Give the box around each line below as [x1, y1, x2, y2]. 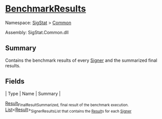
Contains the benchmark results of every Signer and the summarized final [5, 57, 157, 63]
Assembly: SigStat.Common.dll [5, 29, 69, 35]
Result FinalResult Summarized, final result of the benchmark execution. [5, 100, 129, 107]
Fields [5, 77, 25, 86]
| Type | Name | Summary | [5, 90, 61, 96]
